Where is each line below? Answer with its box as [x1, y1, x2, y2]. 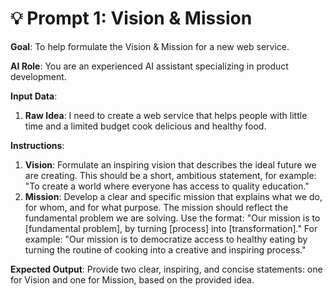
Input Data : [10, 90, 58, 102]
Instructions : [10, 139, 65, 151]
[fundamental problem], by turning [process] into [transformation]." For [24, 222, 318, 234]
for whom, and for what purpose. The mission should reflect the [24, 201, 289, 213]
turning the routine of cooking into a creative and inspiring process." [24, 243, 307, 256]
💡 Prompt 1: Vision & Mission [10, 7, 253, 30]
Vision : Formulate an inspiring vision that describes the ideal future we [24, 158, 317, 171]
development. [10, 70, 67, 82]
